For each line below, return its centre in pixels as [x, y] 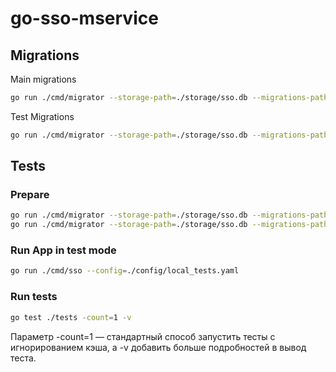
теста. [23, 358]
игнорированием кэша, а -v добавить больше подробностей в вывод [158, 347]
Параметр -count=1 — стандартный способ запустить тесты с [143, 336]
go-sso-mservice [84, 18]
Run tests [34, 297]
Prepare [30, 195]
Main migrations [43, 79]
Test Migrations [42, 116]
